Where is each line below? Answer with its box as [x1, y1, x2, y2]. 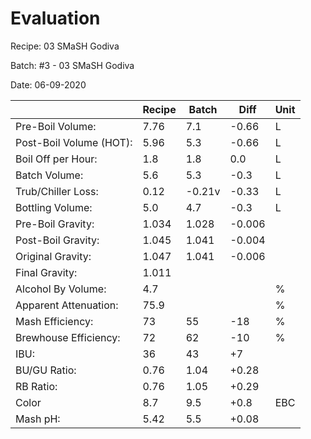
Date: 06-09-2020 [10, 78, 87, 91]
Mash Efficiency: [15, 314, 94, 328]
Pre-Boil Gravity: [15, 217, 95, 231]
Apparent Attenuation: [15, 298, 119, 312]
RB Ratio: [15, 379, 58, 393]
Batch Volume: [15, 168, 84, 182]
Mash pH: [15, 412, 61, 426]
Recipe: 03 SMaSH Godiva [10, 40, 120, 52]
